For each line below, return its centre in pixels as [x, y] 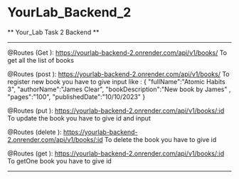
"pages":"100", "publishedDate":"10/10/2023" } [76, 96]
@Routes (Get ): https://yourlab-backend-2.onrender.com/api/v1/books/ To [117, 52]
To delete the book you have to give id [160, 139]
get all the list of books [41, 60]
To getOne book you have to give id [59, 160]
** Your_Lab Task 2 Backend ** [53, 32]
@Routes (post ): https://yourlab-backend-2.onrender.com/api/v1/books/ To [118, 74]
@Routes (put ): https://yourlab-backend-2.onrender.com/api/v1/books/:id [116, 111]
